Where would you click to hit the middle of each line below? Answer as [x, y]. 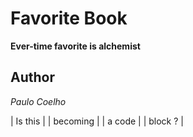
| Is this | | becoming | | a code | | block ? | [97, 121]
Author [32, 77]
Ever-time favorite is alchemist [75, 46]
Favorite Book [69, 18]
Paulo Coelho [38, 101]
